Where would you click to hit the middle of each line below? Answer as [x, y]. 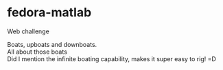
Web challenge [28, 31]
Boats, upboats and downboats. [52, 44]
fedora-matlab [49, 13]
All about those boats [37, 52]
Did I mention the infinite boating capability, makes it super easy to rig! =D [111, 58]
